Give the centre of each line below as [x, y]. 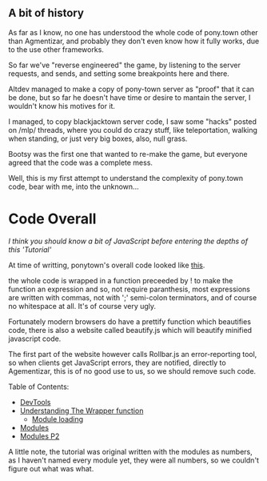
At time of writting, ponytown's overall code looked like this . [107, 265]
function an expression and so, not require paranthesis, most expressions [129, 289]
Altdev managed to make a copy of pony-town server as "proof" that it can [131, 89]
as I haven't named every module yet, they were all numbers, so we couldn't [134, 460]
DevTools [35, 402]
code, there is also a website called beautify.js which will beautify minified [130, 330]
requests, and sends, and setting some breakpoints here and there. [119, 73]
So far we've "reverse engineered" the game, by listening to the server [125, 65]
